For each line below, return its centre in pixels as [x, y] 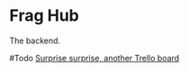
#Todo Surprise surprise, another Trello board [94, 58]
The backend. [35, 40]
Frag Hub [44, 16]
